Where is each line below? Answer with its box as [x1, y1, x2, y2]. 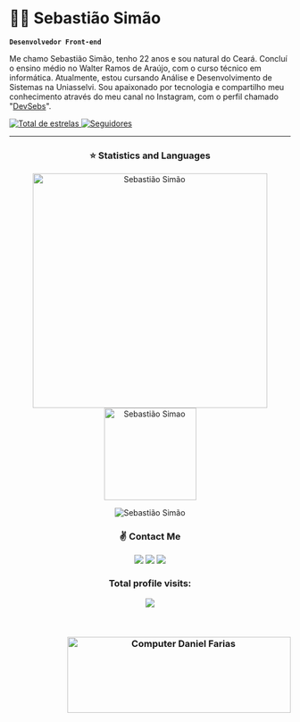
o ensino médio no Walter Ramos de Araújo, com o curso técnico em [9, 63, 262, 73]
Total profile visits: [108, 577, 192, 590]
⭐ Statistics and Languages [88, 149, 212, 162]
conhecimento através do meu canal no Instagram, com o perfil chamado [9, 91, 279, 102]
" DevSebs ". [9, 100, 52, 111]
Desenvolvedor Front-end [9, 38, 102, 46]
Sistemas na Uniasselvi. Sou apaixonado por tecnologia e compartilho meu [9, 81, 285, 92]
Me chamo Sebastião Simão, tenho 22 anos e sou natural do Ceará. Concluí [9, 53, 287, 63]
